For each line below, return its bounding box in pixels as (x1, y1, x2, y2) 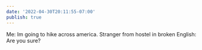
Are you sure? (6, 37, 41, 44)
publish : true (6, 14, 42, 20)
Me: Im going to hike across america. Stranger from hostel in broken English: (6, 30, 197, 37)
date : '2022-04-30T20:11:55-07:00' (6, 8, 96, 15)
